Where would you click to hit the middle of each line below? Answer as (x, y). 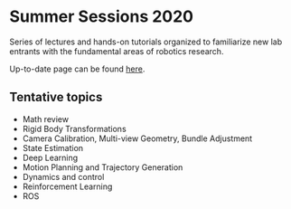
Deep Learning (50, 157)
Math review (46, 119)
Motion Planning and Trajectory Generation (103, 167)
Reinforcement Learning (67, 186)
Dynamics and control (63, 176)
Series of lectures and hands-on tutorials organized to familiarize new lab (146, 42)
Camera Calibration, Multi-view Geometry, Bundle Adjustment (137, 138)
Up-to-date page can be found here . (77, 69)
